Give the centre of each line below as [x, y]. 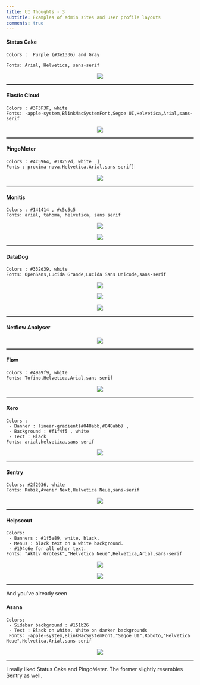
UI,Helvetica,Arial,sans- [161, 113]
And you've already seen [37, 594]
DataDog [17, 256]
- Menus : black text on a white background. [66, 544]
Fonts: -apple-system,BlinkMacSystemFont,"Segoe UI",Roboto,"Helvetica [99, 635]
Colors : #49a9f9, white [37, 372]
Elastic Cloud [23, 96]
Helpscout [19, 520]
